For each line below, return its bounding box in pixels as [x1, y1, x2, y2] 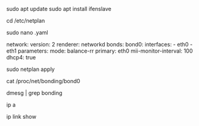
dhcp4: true [6, 54, 36, 61]
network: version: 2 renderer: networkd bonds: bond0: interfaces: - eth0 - [6, 41, 193, 48]
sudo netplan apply [6, 65, 55, 73]
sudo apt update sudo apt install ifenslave [6, 6, 111, 12]
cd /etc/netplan [6, 17, 45, 24]
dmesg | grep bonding [6, 89, 62, 97]
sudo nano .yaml [6, 29, 48, 36]
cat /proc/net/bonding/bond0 [6, 78, 81, 84]
